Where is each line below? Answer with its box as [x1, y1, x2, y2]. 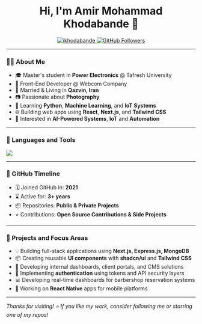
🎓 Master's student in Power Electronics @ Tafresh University [14, 72, 173, 79]
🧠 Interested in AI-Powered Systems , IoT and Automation [14, 115, 160, 123]
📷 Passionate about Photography [14, 93, 100, 100]
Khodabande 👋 [63, 17, 139, 31]
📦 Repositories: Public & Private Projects [14, 201, 119, 209]
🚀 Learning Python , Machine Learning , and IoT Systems [14, 102, 156, 109]
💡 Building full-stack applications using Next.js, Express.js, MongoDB [14, 248, 189, 255]
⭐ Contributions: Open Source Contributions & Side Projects [14, 210, 167, 218]
